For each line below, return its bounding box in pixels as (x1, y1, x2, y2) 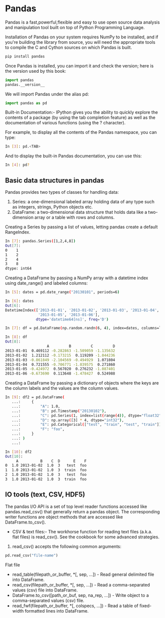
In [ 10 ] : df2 (5, 449, 32, 454)
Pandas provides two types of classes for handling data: (5, 189, 119, 195)
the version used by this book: (5, 68, 66, 74)
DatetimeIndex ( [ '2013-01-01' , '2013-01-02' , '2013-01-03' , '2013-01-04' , (5, 308, 160, 313)
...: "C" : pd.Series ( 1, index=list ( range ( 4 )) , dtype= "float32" (11, 413, 162, 418)
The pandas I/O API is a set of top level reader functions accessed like (5, 503, 147, 509)
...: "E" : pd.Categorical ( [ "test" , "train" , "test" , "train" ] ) (11, 422, 162, 427)
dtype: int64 (5, 266, 32, 271)
